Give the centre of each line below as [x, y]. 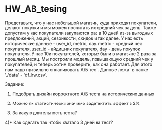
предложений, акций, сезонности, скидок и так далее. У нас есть [74, 38]
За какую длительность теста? [45, 113]
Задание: [15, 84]
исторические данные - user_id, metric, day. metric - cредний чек [74, 43]
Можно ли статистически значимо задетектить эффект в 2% [76, 103]
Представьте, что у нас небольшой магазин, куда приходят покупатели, [81, 23]
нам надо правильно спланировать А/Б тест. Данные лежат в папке [77, 69]
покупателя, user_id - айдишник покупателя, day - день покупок [73, 49]
